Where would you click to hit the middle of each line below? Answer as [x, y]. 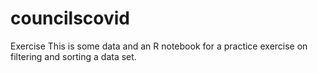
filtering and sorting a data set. [73, 56]
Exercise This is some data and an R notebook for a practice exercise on [159, 46]
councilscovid [70, 18]
